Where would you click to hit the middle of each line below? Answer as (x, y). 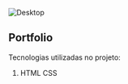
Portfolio (31, 38)
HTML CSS (38, 73)
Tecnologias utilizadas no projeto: (65, 57)
